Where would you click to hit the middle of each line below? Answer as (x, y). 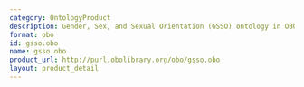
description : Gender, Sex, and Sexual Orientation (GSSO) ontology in (145, 26)
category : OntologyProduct (60, 18)
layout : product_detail (54, 69)
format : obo (32, 34)
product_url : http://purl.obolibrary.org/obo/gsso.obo (115, 60)
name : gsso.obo (38, 52)
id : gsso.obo (34, 43)
